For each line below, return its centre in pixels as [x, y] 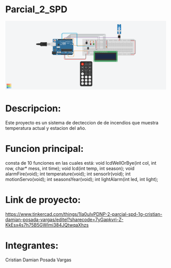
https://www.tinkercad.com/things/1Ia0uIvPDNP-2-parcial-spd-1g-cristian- [84, 214]
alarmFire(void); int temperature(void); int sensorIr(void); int [68, 174]
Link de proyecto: [43, 200]
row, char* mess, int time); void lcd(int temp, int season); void [70, 168]
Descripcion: [33, 109]
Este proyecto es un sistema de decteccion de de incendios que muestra [82, 122]
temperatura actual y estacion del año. [46, 128]
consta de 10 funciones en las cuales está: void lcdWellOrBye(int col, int [81, 163]
